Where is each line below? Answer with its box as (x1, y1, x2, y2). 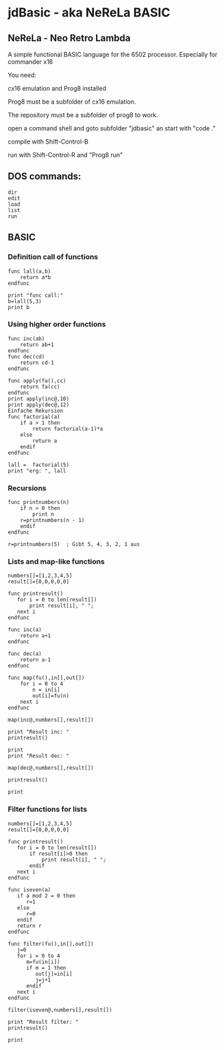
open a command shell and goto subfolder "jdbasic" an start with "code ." (8, 124, 216, 132)
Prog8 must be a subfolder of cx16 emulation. (8, 98, 136, 106)
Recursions (8, 483, 47, 492)
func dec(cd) (8, 353, 45, 360)
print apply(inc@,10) (8, 395, 70, 402)
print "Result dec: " (8, 753, 70, 760)
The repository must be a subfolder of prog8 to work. (8, 111, 158, 119)
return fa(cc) (20, 383, 60, 390)
